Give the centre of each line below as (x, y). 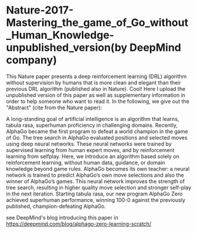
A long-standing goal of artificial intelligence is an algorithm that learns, (93, 119)
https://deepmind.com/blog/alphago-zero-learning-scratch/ (79, 224)
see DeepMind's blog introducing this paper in (62, 217)
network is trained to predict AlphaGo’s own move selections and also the (95, 175)
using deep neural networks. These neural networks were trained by (89, 144)
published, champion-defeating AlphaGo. (56, 206)
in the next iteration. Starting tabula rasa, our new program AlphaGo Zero (94, 194)
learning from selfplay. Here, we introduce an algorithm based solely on (93, 156)
